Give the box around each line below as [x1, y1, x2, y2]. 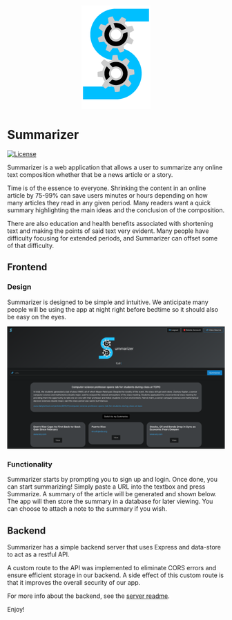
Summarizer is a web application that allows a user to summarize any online [7, 163, 223, 171]
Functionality [7, 460, 53, 469]
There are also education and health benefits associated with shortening [7, 219, 213, 227]
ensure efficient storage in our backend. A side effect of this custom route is [7, 571, 224, 579]
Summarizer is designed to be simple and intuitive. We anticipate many [7, 298, 209, 306]
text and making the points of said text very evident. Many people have [7, 227, 209, 235]
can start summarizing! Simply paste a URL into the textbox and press [7, 482, 206, 491]
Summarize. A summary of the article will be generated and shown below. [7, 490, 217, 498]
